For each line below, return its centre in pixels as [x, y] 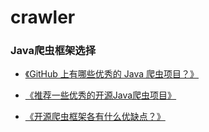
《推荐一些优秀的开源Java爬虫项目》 [100, 95]
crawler [43, 17]
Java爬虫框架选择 [53, 51]
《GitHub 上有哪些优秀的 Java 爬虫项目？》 [111, 74]
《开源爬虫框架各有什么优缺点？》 [95, 117]
